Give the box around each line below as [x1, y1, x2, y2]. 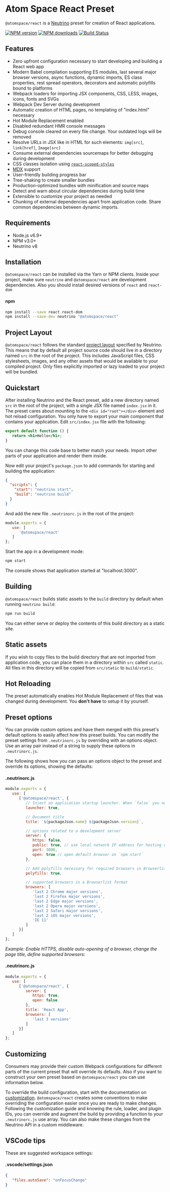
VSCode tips [5, 1137, 46, 1145]
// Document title [25, 815, 65, 820]
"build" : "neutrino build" [14, 492, 71, 497]
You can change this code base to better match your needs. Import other [5, 447, 157, 453]
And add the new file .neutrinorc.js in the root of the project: [5, 510, 135, 516]
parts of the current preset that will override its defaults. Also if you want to [5, 1069, 162, 1075]
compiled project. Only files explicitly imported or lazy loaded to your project [5, 363, 165, 369]
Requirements [5, 219, 51, 227]
